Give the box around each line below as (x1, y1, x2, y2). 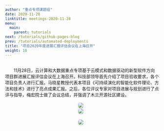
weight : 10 (5, 48, 27, 53)
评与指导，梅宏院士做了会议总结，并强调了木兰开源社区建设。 (5, 91, 129, 98)
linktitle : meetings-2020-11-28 (5, 16, 71, 21)
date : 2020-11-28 (5, 12, 41, 17)
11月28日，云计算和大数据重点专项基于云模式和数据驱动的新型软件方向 (14, 67, 155, 73)
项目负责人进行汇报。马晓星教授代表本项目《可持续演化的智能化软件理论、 (5, 79, 155, 86)
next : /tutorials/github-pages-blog (5, 35, 80, 40)
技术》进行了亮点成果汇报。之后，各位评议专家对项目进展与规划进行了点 (13, 86, 159, 91)
